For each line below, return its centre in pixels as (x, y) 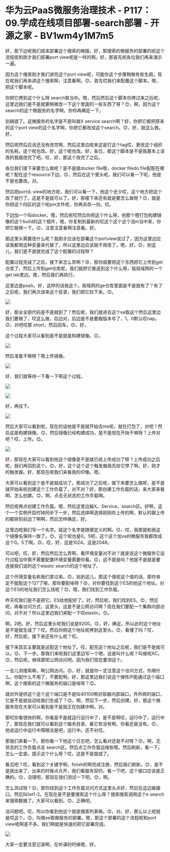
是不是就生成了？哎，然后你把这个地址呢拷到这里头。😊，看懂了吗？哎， (81, 630)
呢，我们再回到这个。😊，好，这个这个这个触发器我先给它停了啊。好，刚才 (83, 465)
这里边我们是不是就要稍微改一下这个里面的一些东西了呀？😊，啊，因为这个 (83, 104)
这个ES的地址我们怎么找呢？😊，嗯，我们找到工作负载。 (63, 589)
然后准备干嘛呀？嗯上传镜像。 (36, 356)
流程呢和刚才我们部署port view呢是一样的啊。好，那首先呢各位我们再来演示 (84, 57)
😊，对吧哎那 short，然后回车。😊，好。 (47, 325)
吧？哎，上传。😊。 (25, 439)
